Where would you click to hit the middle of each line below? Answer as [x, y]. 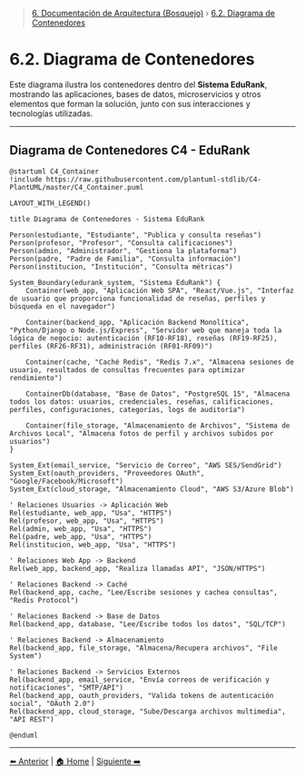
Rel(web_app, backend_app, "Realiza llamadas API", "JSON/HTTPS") [138, 568]
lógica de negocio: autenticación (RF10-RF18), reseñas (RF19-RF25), [144, 338]
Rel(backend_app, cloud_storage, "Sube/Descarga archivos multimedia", [148, 712]
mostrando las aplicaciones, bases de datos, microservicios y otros [135, 93]
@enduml [24, 735]
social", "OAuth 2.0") [52, 703]
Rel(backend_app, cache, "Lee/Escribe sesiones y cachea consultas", [144, 592]
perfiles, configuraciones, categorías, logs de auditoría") [128, 409]
